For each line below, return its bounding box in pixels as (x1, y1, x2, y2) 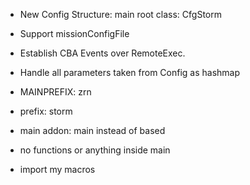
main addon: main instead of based (19, 125, 166, 136)
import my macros (19, 164, 96, 175)
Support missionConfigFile (19, 28, 130, 39)
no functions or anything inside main (19, 144, 171, 156)
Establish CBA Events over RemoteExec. (19, 47, 186, 59)
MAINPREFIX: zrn (19, 86, 92, 98)
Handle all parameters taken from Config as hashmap (19, 67, 241, 78)
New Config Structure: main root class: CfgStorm (19, 9, 223, 20)
